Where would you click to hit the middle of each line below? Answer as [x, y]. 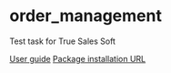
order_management [85, 16]
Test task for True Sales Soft [63, 41]
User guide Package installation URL [78, 58]
